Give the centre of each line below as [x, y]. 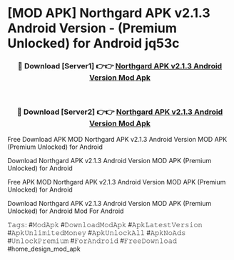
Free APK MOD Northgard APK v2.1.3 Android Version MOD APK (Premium [117, 182]
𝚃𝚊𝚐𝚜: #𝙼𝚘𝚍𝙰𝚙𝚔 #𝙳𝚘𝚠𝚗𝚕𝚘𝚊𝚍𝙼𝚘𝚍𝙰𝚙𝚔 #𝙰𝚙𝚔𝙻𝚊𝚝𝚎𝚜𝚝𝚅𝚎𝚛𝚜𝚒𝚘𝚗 [105, 224]
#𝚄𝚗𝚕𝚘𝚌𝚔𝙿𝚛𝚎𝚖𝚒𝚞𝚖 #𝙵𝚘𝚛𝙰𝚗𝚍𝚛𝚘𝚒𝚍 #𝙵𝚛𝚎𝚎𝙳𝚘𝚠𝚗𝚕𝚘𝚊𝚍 [92, 241]
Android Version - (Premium [92, 28]
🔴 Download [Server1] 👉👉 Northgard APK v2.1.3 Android [120, 66]
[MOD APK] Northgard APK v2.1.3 [109, 13]
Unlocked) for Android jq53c [93, 43]
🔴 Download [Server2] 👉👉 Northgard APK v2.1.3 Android [120, 112]
